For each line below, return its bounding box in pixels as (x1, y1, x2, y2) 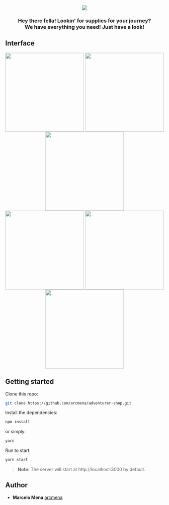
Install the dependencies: (5, 410, 58, 416)
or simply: (5, 429, 26, 435)
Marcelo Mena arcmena (12, 494, 63, 500)
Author (5, 481, 28, 489)
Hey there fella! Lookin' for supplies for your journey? (18, 17, 151, 24)
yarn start (5, 457, 28, 463)
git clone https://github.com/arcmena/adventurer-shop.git (5, 400, 132, 406)
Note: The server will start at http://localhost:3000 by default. (17, 467, 146, 473)
